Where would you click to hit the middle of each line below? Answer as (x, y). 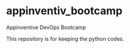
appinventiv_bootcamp (64, 11)
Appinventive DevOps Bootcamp (46, 27)
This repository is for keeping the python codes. (65, 39)
